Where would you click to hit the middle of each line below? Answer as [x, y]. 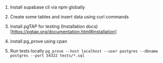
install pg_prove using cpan [38, 41]
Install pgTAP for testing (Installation [47, 26]
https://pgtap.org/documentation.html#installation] [64, 31]
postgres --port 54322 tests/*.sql [47, 56]
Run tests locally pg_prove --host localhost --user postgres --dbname [84, 51]
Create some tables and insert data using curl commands [69, 17]
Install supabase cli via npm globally [48, 7]
